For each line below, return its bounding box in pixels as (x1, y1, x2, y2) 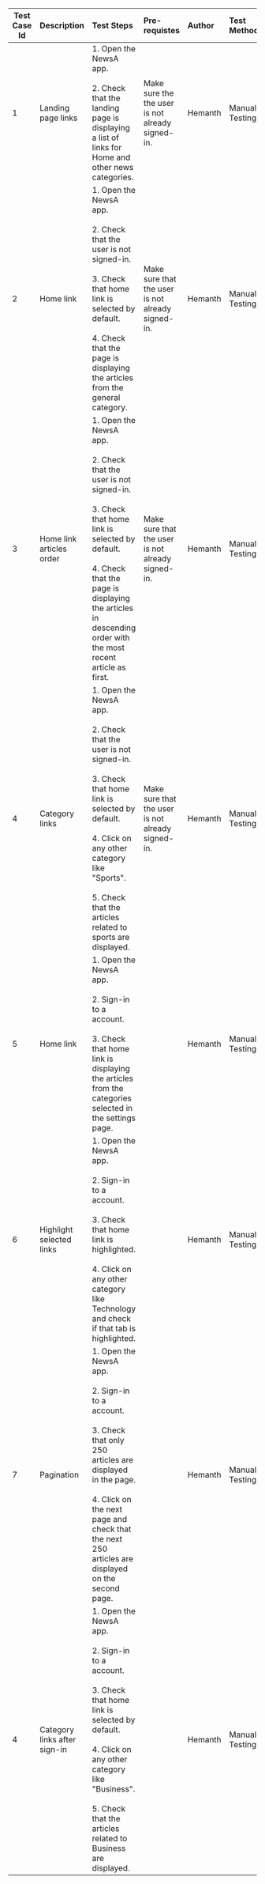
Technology (91, 1304, 136, 1314)
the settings (91, 1112, 136, 1123)
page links (39, 112, 78, 123)
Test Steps (91, 20, 133, 31)
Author (187, 20, 215, 31)
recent (91, 652, 117, 663)
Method (229, 25, 259, 36)
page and (91, 1514, 128, 1524)
